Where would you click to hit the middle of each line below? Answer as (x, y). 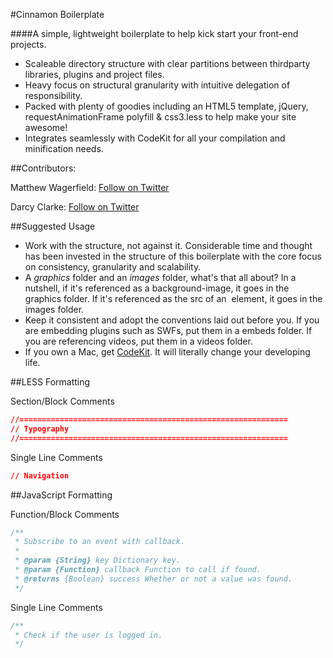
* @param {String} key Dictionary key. (98, 560)
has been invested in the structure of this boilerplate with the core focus (173, 256)
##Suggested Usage (53, 226)
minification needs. (64, 148)
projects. (28, 44)
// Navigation (40, 475)
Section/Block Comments (62, 401)
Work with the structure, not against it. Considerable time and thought (168, 245)
